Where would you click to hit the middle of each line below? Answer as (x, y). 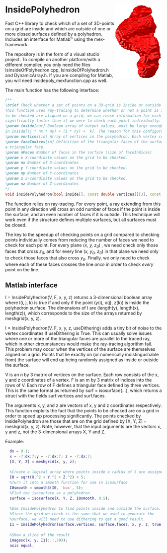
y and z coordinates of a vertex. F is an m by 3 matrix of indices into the (79, 380)
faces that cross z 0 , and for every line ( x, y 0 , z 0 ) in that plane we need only (82, 252)
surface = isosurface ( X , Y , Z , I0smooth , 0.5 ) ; (60, 498)
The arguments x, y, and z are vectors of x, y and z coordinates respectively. (83, 405)
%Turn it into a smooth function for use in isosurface (69, 483)
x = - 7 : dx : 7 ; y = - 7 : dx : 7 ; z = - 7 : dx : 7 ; (51, 456)
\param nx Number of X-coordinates (42, 163)
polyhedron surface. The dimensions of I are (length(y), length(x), (72, 308)
